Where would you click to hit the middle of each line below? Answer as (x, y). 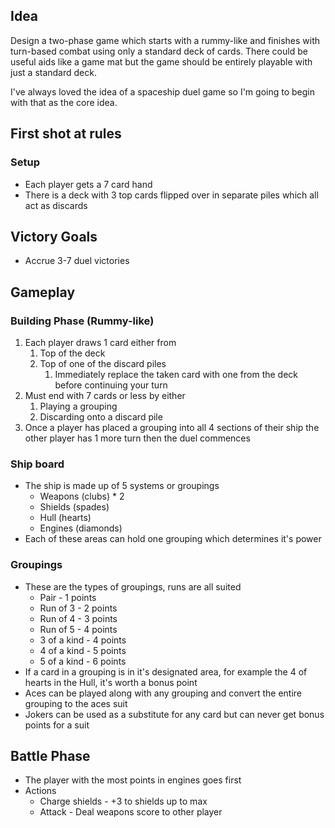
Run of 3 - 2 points (78, 608)
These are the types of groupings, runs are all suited (133, 586)
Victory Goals (54, 236)
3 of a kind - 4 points (83, 640)
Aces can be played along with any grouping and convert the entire (163, 693)
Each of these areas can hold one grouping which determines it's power (173, 539)
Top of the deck (72, 353)
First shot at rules (66, 134)
